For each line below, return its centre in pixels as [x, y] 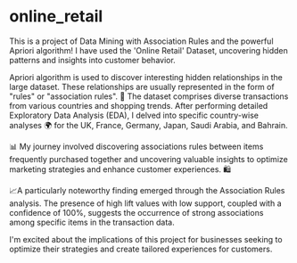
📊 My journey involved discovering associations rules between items [136, 146]
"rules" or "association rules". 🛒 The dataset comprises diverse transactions [149, 96]
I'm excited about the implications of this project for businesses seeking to [146, 239]
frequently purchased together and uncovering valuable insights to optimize [148, 159]
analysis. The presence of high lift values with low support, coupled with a [146, 203]
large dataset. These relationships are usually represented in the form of [142, 86]
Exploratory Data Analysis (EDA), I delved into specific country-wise [134, 115]
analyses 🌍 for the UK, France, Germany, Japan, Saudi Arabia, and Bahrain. [148, 125]
